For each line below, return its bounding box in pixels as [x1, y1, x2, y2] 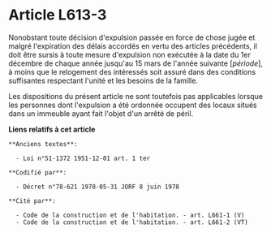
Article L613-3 [8, 6, 107, 24]
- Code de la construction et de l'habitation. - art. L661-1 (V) [15, 211, 245, 219]
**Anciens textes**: [8, 140, 79, 148]
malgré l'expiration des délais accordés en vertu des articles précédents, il [8, 41, 258, 50]
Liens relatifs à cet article [8, 124, 96, 134]
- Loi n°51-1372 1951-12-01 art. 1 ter [15, 154, 151, 162]
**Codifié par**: [8, 168, 67, 176]
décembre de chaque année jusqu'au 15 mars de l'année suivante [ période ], [8, 58, 264, 68]
